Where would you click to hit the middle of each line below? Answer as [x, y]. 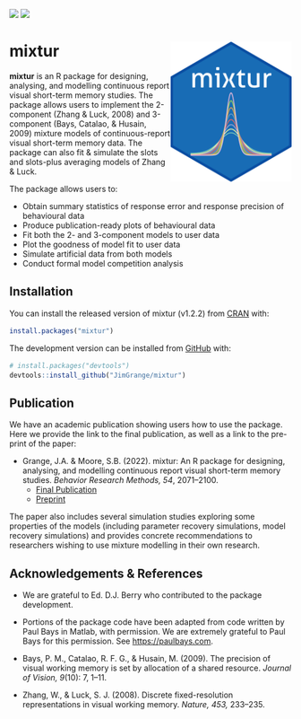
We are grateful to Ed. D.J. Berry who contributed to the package [142, 595]
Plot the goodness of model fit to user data [101, 244]
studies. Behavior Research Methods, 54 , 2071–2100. [120, 480]
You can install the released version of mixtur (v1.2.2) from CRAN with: [139, 313]
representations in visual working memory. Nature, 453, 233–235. [144, 704]
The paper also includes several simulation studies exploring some [132, 517]
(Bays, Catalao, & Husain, [100, 123]
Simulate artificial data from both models [97, 254]
